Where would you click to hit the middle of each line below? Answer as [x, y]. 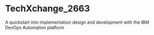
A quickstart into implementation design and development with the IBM [77, 22]
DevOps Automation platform [35, 27]
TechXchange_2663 [48, 9]
